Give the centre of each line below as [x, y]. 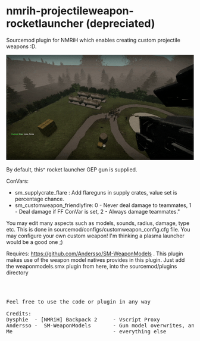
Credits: [19, 314]
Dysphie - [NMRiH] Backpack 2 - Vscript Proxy [83, 320]
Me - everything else [86, 332]
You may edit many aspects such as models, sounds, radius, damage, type [98, 223]
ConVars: [17, 181]
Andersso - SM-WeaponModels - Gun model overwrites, [96, 326]
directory [17, 273]
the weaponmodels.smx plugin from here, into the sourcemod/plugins [92, 267]
